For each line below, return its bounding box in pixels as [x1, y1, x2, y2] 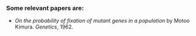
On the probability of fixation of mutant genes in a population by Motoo [14, 17, 190, 24]
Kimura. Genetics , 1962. [14, 23, 74, 30]
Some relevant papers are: [6, 4, 84, 12]
